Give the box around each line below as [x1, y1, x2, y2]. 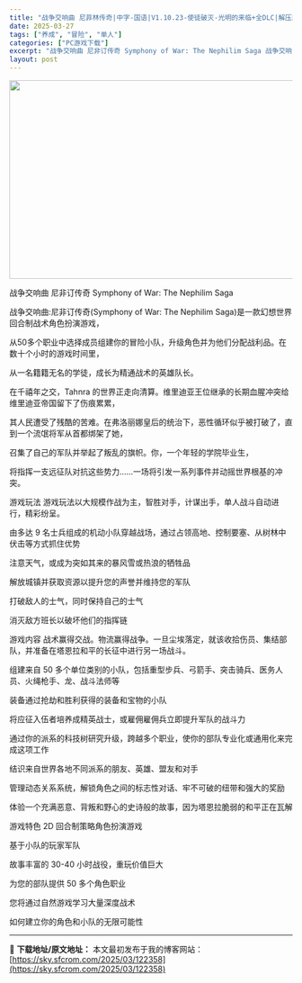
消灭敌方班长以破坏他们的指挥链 [9, 615, 128, 626]
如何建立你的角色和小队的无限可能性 [9, 916, 144, 927]
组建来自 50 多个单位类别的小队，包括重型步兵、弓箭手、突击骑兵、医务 [9, 664, 276, 675]
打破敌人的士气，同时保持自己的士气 [9, 596, 144, 606]
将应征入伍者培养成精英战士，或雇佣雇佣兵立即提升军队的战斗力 [9, 714, 245, 725]
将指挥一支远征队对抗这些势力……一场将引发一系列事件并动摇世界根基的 [9, 466, 276, 477]
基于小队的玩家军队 [9, 840, 81, 851]
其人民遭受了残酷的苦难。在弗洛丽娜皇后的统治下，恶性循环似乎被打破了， [9, 417, 285, 428]
